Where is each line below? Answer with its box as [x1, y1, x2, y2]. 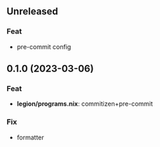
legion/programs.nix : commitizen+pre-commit [16, 99, 154, 108]
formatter [16, 133, 45, 141]
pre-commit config [16, 42, 72, 51]
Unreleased [6, 6, 59, 17]
